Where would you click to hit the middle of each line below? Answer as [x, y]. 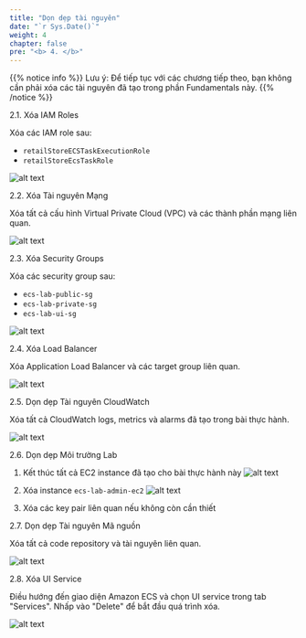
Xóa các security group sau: [63, 276]
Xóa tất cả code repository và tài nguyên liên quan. [106, 544]
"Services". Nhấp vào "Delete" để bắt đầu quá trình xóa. [115, 606]
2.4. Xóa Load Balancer [53, 349]
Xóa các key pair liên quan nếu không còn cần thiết [119, 508]
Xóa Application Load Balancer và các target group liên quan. [125, 367]
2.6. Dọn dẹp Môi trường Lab [63, 455]
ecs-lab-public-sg [58, 295]
